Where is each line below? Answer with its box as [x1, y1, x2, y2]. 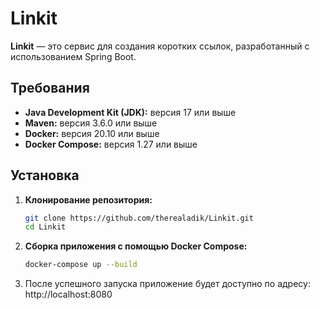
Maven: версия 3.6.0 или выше [24, 117, 158, 129]
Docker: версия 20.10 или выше [24, 127, 160, 139]
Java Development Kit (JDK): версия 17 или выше [24, 106, 237, 118]
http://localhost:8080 [24, 288, 113, 301]
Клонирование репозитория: [24, 193, 153, 206]
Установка [10, 167, 80, 184]
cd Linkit [24, 222, 67, 232]
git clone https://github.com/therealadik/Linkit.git [24, 213, 254, 223]
